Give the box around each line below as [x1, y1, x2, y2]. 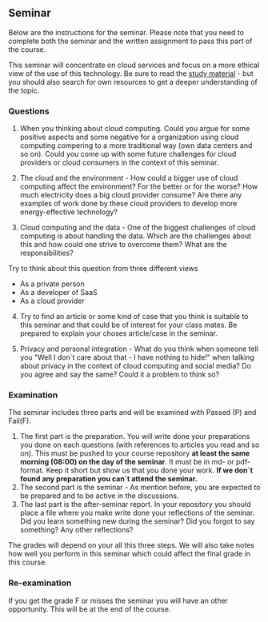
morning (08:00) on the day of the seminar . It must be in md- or [19, 457, 234, 467]
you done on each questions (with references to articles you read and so [19, 440, 260, 450]
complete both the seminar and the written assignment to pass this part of [8, 36, 253, 46]
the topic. [8, 86, 40, 95]
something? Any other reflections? [19, 525, 134, 535]
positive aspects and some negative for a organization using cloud [19, 132, 239, 142]
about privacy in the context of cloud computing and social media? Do [19, 361, 252, 371]
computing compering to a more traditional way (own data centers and [19, 141, 253, 150]
